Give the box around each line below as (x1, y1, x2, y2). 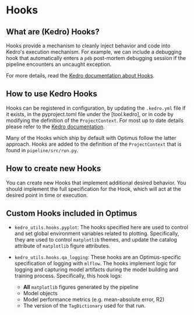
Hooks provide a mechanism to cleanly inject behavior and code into (6, 42, 171, 49)
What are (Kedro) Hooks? (6, 27, 100, 37)
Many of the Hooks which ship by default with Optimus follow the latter (6, 134, 177, 141)
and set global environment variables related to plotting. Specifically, (14, 230, 179, 237)
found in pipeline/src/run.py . (6, 146, 79, 153)
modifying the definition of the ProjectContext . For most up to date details (6, 117, 184, 124)
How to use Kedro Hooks (6, 89, 98, 99)
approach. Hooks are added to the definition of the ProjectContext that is (6, 141, 182, 148)
